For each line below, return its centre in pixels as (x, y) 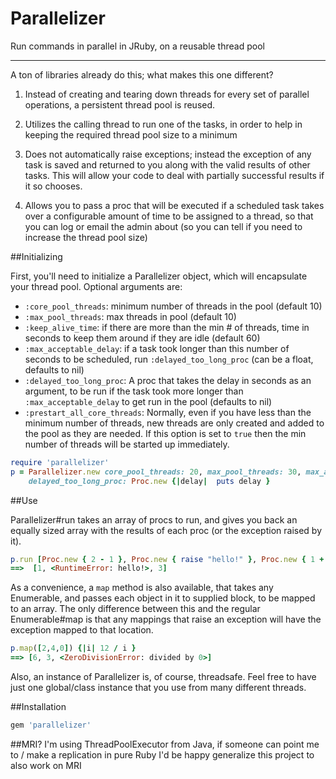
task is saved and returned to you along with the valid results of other (167, 164)
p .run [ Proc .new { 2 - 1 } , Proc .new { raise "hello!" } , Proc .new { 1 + (167, 559)
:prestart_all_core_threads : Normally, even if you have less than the (168, 412)
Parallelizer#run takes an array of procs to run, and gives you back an (154, 519)
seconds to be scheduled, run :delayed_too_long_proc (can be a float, (169, 359)
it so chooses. (53, 186)
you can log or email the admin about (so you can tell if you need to (163, 226)
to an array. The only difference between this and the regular (135, 609)
